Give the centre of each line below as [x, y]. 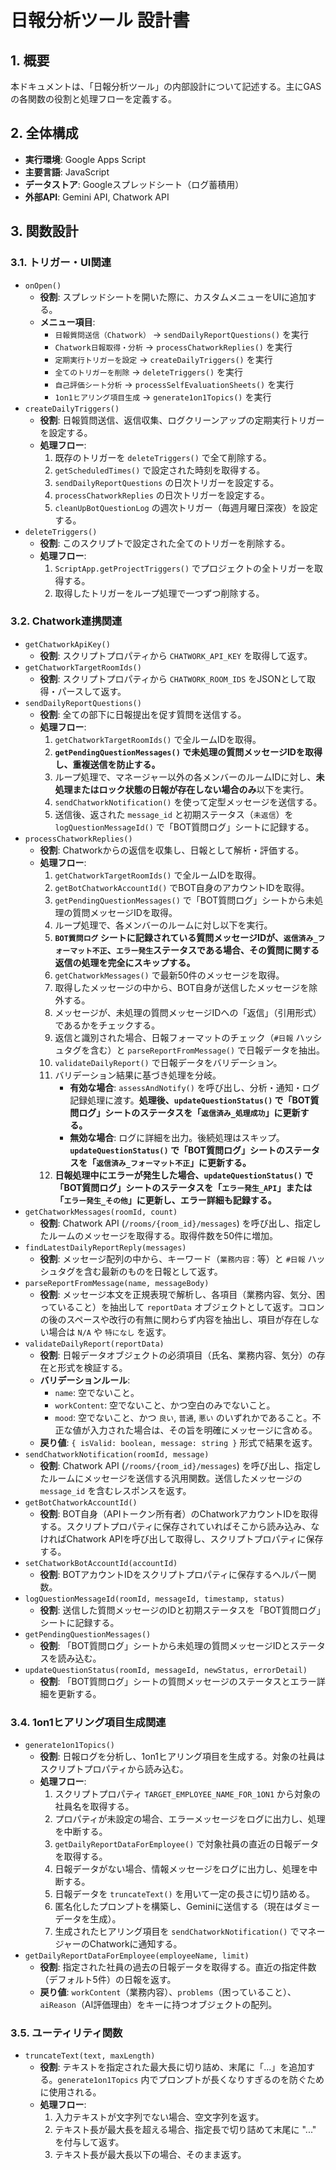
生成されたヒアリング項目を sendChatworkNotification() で [177, 1932]
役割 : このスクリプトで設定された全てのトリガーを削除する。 [165, 543]
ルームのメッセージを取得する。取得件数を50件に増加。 [163, 1235]
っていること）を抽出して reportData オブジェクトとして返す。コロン [182, 1307]
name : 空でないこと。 [97, 1392]
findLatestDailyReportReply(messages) [105, 1247]
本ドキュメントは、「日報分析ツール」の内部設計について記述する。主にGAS [166, 86]
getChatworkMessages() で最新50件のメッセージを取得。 [169, 975]
